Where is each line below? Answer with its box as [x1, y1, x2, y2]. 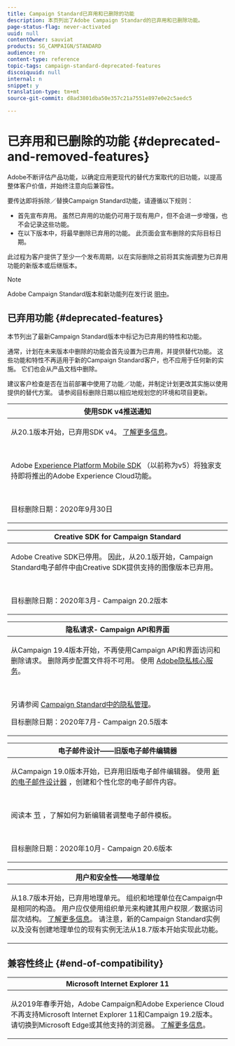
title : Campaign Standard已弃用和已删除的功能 [7, 10, 135, 18]
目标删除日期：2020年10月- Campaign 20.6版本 [10, 844, 173, 853]
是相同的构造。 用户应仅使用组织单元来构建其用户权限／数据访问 [10, 903, 223, 913]
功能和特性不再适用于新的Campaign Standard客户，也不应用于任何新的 [13, 355, 218, 364]
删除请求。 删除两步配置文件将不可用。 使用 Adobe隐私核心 [10, 656, 206, 666]
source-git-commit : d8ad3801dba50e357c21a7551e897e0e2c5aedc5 [7, 95, 192, 102]
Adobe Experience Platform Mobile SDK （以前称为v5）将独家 [10, 460, 215, 470]
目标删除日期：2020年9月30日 [10, 504, 113, 514]
